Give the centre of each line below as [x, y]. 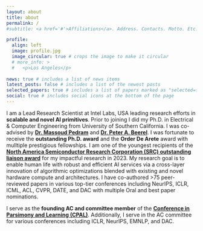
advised [16, 132]
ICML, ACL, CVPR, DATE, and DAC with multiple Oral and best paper [91, 190]
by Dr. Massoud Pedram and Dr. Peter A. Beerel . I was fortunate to [111, 132]
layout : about [24, 12]
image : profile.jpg [36, 51]
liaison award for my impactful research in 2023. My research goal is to [95, 158]
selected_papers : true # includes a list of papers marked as [86, 90]
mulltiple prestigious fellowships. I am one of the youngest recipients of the [100, 145]
